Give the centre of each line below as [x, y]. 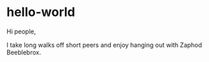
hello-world [41, 12]
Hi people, [21, 31]
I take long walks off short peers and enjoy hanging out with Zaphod [104, 45]
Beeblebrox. [24, 52]
